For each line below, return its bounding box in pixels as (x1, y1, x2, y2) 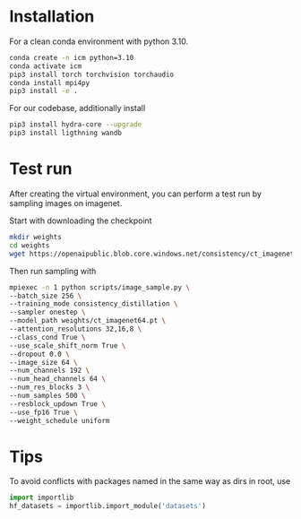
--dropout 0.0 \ (9, 350, 70, 359)
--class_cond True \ (9, 333, 87, 342)
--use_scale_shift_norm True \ (9, 341, 126, 350)
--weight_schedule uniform (9, 416, 110, 425)
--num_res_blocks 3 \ (9, 383, 90, 392)
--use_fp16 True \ (9, 408, 78, 417)
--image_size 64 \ (9, 358, 78, 367)
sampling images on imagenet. (9, 198, 123, 208)
